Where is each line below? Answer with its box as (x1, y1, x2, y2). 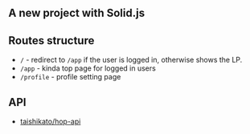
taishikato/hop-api (19, 116, 81, 127)
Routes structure (8, 34, 95, 47)
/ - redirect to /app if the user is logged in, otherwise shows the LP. (19, 55, 243, 65)
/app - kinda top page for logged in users (19, 63, 157, 73)
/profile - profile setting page (19, 72, 121, 82)
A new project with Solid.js (8, 6, 145, 20)
